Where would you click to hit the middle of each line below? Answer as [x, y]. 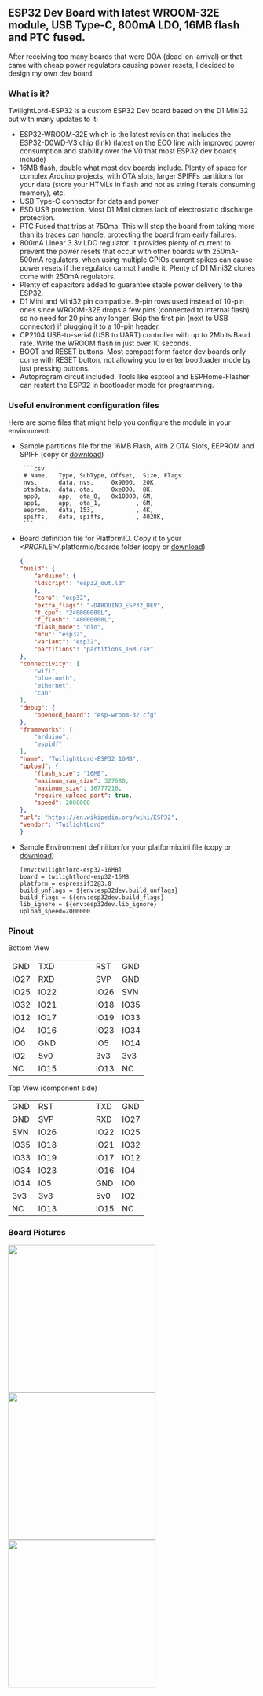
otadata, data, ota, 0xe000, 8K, [88, 490]
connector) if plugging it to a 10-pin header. [90, 326]
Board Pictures [37, 1232]
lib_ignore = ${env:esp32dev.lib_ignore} [88, 904]
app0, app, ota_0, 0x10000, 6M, [88, 496]
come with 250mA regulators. [68, 277]
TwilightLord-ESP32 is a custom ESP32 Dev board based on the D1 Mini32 [128, 111]
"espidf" [48, 744]
